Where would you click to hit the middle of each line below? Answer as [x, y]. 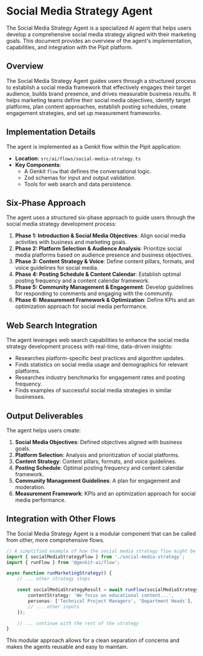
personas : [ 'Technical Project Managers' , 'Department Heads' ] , [111, 601]
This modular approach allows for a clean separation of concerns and [93, 640]
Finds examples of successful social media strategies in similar [93, 390]
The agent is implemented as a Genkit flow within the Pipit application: [94, 146]
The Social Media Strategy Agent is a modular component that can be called [101, 533]
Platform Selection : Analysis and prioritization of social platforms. [97, 455]
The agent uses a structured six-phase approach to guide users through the [101, 218]
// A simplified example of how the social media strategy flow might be [101, 551]
